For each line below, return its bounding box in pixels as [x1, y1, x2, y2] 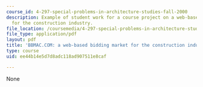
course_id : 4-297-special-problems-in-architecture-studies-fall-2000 [6, 8, 188, 15]
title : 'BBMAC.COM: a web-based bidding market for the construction [6, 43, 185, 49]
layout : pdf [6, 37, 36, 43]
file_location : [6, 25, 45, 32]
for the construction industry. [11, 20, 94, 26]
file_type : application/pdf [6, 31, 77, 37]
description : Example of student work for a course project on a [6, 14, 174, 20]
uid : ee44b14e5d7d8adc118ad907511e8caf [6, 53, 107, 59]
